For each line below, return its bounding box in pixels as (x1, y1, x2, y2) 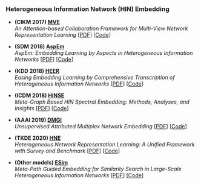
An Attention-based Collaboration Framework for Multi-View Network (14, 25, 188, 32)
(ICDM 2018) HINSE (14, 92, 65, 99)
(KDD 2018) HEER (14, 67, 60, 75)
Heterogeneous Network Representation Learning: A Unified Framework (14, 141, 195, 148)
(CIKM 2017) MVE (14, 19, 60, 26)
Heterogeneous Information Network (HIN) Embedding (5, 5, 170, 13)
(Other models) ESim (14, 159, 68, 166)
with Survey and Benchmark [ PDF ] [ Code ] (14, 147, 120, 155)
